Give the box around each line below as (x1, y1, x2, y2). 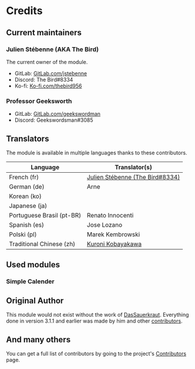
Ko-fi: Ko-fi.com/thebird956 (14, 82, 82, 89)
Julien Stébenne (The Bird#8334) (87, 173, 180, 181)
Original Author (6, 296, 64, 306)
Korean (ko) (9, 192, 42, 200)
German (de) (9, 182, 45, 190)
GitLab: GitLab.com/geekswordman (14, 110, 101, 118)
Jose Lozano (87, 220, 123, 229)
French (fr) (9, 173, 39, 181)
